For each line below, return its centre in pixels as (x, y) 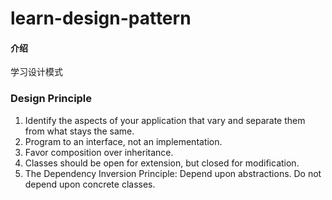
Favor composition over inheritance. (99, 152)
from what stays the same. (79, 131)
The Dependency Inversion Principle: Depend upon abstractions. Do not (173, 173)
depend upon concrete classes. (90, 184)
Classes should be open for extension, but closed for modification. (162, 163)
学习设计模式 (36, 72)
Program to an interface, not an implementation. (123, 141)
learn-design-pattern (101, 18)
